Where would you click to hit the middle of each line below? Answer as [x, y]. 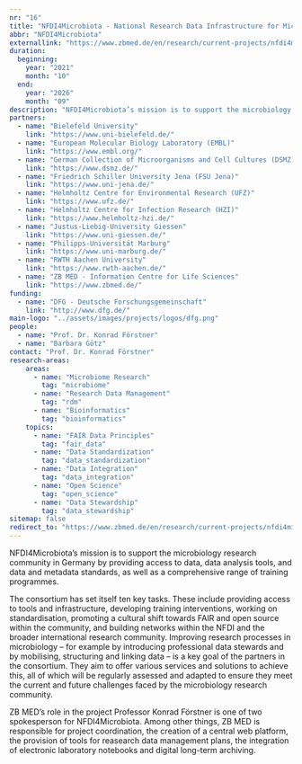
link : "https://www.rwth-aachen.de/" [96, 269]
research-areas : [40, 360]
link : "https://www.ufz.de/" [80, 202]
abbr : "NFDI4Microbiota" [56, 34]
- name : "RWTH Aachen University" [82, 260]
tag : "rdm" [62, 402]
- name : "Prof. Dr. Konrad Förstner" [88, 335]
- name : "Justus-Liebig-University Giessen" [102, 227]
